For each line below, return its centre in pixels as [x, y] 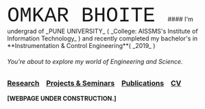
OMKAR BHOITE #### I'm [100, 16]
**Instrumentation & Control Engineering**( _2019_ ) [81, 46]
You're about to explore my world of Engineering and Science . [95, 61]
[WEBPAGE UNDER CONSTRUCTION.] [62, 98]
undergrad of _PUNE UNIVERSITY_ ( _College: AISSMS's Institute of [102, 31]
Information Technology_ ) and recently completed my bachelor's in [102, 38]
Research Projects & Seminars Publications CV [94, 84]
